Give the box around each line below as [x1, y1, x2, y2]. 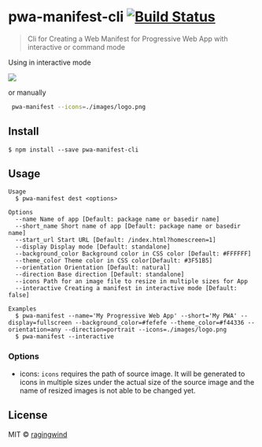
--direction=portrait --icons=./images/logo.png [64, 326, 227, 334]
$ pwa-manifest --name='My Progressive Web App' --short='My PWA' [15, 312, 238, 320]
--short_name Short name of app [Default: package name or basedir [15, 222, 242, 230]
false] [8, 292, 30, 300]
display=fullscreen [8, 319, 72, 327]
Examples [8, 305, 37, 313]
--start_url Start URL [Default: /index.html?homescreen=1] [15, 237, 216, 244]
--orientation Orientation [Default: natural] [15, 264, 171, 272]
